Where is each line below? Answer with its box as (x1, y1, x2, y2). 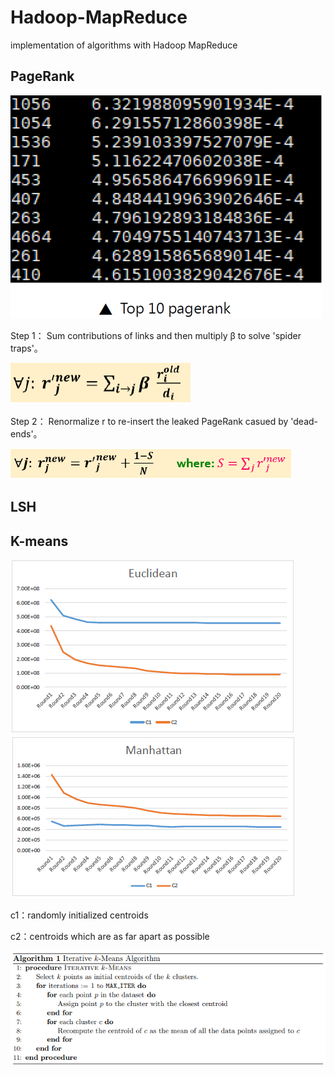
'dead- (290, 415, 319, 427)
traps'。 (10, 342, 43, 354)
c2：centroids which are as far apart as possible (10, 930, 210, 942)
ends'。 (10, 427, 43, 440)
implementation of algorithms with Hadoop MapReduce (10, 39, 238, 51)
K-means (10, 532, 69, 550)
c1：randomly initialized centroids (10, 909, 149, 921)
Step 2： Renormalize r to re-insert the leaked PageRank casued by (10, 415, 289, 427)
